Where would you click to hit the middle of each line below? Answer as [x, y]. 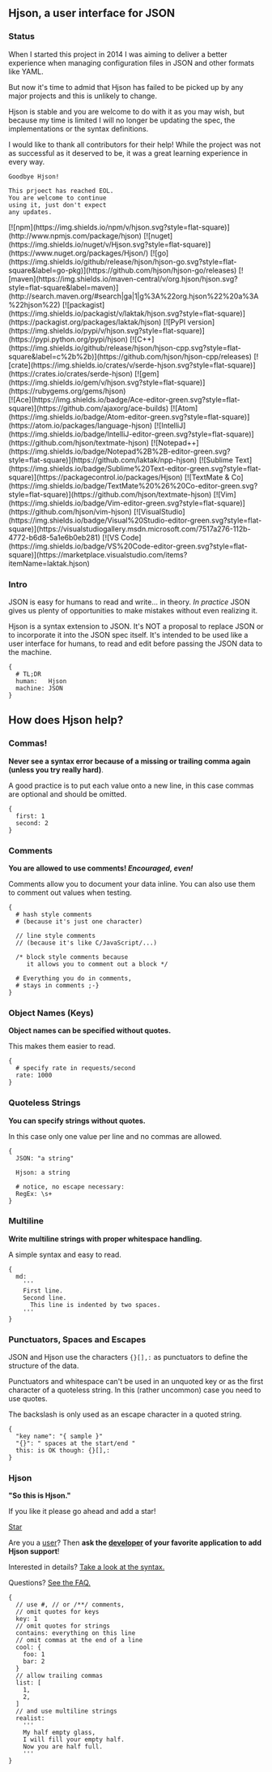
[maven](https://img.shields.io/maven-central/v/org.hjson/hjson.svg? [123, 278]
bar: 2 [34, 1662]
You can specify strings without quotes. [77, 1120]
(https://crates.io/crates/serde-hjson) [71, 373]
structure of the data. [44, 1366]
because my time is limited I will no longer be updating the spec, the [122, 120]
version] [201, 322]
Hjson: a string [43, 1172]
